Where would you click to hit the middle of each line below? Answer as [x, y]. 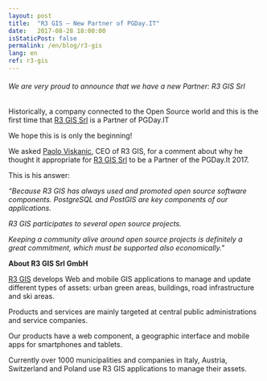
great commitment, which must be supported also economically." [117, 248]
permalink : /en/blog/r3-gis [55, 46]
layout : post [30, 16]
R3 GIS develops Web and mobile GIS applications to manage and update [130, 280]
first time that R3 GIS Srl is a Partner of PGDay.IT [89, 120]
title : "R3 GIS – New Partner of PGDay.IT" [84, 23]
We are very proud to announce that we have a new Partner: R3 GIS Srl [127, 86]
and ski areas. [31, 296]
